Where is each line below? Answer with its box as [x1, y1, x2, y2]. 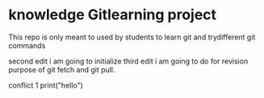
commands [8, 40, 46, 50]
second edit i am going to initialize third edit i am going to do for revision [8, 56, 249, 66]
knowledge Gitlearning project [8, 6, 216, 24]
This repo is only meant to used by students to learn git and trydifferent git [8, 32, 256, 42]
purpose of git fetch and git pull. [8, 64, 115, 74]
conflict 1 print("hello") [8, 80, 83, 90]
